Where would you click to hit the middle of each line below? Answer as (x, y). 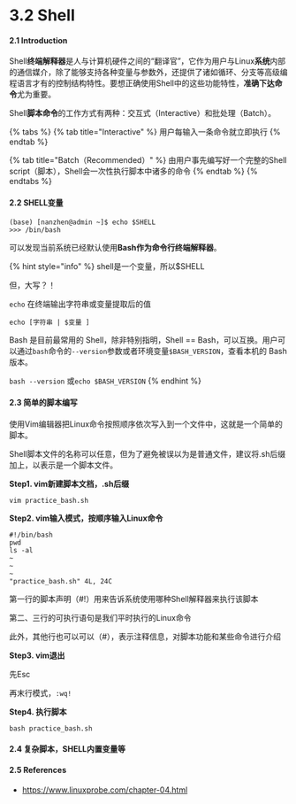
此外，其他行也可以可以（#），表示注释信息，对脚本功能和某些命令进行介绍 (145, 636)
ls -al (21, 550)
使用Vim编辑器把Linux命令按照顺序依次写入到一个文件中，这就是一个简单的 (146, 424)
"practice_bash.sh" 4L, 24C (61, 581)
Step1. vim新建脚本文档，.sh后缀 (69, 483)
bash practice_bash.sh (51, 728)
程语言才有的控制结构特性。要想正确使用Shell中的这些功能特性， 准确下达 (142, 83)
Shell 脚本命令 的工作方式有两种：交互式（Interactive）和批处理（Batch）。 (143, 113)
